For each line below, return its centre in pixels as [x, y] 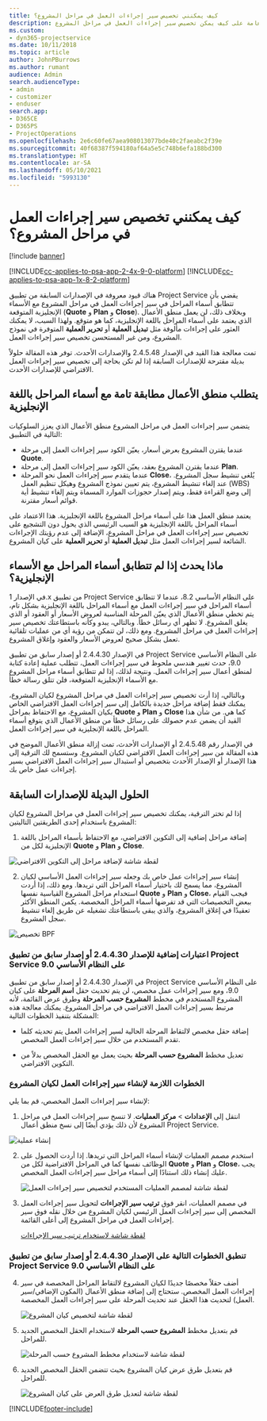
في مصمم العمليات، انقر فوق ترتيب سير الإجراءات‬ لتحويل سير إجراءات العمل [133, 1203]
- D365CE [23, 119]
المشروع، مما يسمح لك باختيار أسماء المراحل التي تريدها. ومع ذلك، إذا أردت [131, 885]
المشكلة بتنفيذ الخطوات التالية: [54, 1015]
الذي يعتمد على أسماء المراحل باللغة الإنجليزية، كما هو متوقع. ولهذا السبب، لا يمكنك [130, 320]
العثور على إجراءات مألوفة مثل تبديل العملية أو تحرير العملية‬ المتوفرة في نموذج [124, 328]
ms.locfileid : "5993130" [50, 178]
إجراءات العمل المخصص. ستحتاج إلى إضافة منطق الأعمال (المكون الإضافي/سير [137, 1291]
